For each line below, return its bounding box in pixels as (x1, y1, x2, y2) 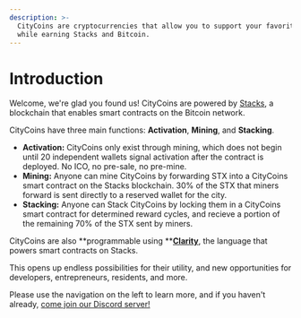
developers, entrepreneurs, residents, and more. (9, 272, 188, 283)
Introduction (9, 68, 104, 89)
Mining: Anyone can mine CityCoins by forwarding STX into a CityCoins (21, 171, 288, 182)
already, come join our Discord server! (9, 299, 150, 310)
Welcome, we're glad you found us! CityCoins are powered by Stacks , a (9, 98, 274, 108)
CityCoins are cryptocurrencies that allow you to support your (17, 21, 262, 30)
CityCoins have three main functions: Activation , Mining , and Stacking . (9, 125, 275, 135)
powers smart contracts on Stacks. (9, 245, 139, 256)
